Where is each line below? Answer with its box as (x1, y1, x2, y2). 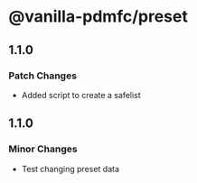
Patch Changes (8, 69, 78, 82)
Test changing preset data (21, 163, 119, 174)
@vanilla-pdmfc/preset (8, 6, 189, 27)
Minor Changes (8, 142, 78, 155)
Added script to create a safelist (21, 89, 141, 100)
